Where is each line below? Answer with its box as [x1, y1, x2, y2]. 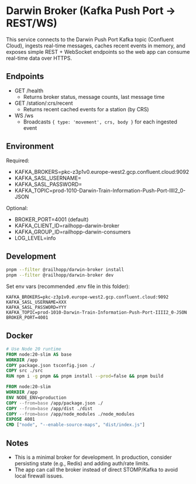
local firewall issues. [14, 472, 64, 479]
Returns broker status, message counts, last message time [23, 93, 165, 100]
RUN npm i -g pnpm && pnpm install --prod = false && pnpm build [6, 373, 164, 379]
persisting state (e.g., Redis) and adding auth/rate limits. [14, 460, 150, 466]
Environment [6, 142, 54, 152]
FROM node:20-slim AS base [6, 351, 72, 358]
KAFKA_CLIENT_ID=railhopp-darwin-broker [14, 222, 120, 229]
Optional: [6, 204, 28, 211]
